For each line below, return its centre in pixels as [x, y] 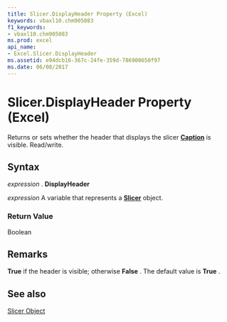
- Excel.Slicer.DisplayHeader [52, 54]
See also [27, 294]
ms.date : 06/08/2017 [38, 67]
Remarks [28, 255]
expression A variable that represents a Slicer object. [85, 198]
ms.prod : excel [30, 41]
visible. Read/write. [36, 145]
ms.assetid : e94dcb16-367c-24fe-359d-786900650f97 [84, 61]
